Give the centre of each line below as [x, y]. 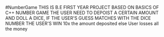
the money [17, 29]
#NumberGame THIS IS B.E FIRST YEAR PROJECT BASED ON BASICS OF [82, 7]
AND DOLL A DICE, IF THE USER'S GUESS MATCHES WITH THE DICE [78, 18]
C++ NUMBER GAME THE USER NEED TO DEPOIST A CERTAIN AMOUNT [82, 13]
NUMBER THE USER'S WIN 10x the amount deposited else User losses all [82, 23]
